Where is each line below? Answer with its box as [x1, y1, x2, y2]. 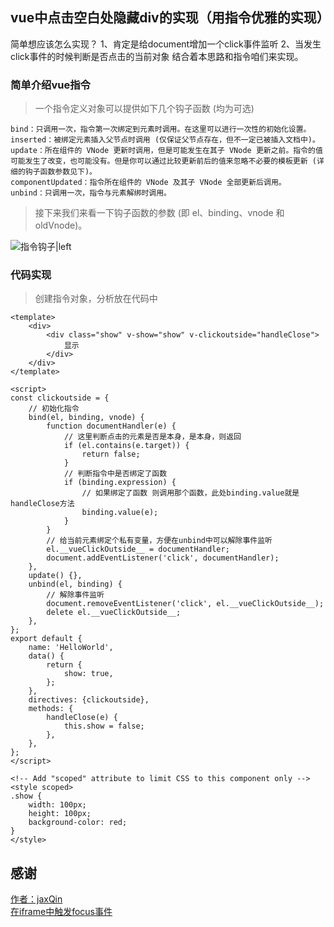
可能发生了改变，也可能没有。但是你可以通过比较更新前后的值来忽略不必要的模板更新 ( [10, 156, 317, 167]
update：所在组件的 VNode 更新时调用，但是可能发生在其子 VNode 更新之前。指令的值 [10, 146, 323, 156]
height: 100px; [28, 809, 92, 819]
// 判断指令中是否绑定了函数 [63, 469, 168, 479]
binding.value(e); [81, 508, 159, 518]
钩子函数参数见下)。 [24, 167, 97, 177]
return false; [81, 449, 141, 460]
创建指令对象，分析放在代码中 [34, 293, 158, 305]
